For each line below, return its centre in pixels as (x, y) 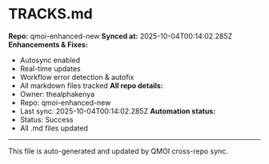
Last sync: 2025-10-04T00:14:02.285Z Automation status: (118, 111)
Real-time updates (50, 68)
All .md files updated (54, 128)
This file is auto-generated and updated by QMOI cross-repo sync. (118, 151)
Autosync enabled (50, 60)
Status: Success (46, 119)
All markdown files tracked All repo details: (92, 86)
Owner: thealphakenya (57, 94)
